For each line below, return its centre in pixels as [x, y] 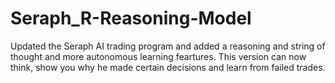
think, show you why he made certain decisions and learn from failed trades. [168, 67]
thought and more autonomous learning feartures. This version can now [158, 56]
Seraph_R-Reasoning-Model [131, 18]
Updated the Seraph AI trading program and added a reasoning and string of [168, 46]
